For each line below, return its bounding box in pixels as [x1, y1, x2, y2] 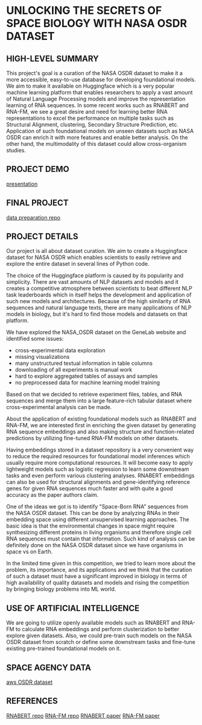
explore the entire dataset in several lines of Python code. [6, 260, 150, 267]
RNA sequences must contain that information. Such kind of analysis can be [6, 535, 195, 542]
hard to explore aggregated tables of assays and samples [14, 373, 158, 380]
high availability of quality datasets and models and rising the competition [6, 579, 189, 586]
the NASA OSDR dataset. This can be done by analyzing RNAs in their [6, 510, 180, 517]
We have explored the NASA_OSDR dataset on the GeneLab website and [6, 329, 186, 336]
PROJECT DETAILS [6, 231, 78, 242]
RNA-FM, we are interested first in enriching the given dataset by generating [6, 422, 196, 429]
